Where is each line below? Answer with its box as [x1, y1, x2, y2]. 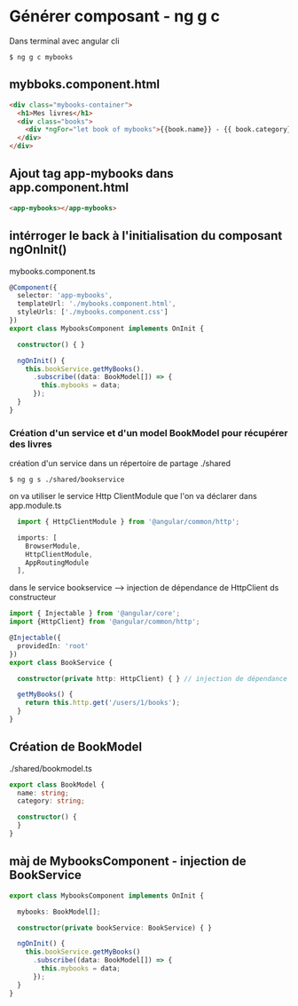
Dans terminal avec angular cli [9, 36, 120, 46]
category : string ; [17, 796, 86, 805]
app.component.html [9, 180, 129, 195]
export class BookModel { [9, 780, 105, 789]
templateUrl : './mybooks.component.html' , [17, 299, 176, 308]
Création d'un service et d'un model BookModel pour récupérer [9, 426, 288, 439]
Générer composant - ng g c [9, 6, 220, 27]
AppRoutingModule [25, 558, 90, 567]
